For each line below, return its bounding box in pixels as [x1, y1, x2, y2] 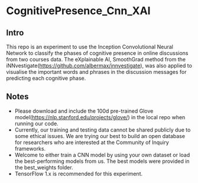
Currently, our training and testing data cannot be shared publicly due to [14, 126, 191, 133]
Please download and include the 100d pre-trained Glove [14, 107, 154, 115]
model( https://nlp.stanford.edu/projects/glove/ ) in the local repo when [14, 113, 186, 120]
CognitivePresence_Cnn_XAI [6, 4, 151, 18]
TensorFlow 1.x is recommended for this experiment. [14, 170, 143, 177]
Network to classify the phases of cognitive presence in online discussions [6, 50, 189, 57]
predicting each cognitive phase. [6, 75, 86, 81]
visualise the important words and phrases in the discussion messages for [6, 68, 187, 75]
